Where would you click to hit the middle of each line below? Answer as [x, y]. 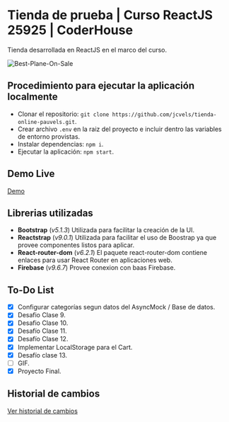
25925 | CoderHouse [70, 30]
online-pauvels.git [46, 122]
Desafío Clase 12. [43, 339]
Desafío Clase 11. [42, 331]
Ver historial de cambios [42, 411]
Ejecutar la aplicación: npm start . [66, 152]
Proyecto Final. [39, 371]
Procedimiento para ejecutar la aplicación [101, 86]
